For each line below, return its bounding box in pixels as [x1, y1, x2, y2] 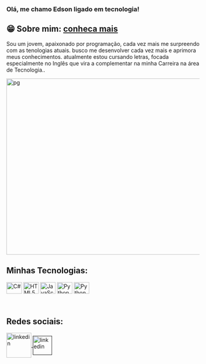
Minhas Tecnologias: [6, 265, 88, 276]
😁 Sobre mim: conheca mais [6, 24, 118, 34]
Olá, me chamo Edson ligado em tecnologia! [6, 5, 140, 13]
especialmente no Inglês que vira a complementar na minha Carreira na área [6, 59, 199, 67]
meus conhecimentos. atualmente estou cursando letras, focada [6, 53, 169, 60]
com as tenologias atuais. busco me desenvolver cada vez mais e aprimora [6, 47, 196, 54]
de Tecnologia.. [6, 66, 46, 74]
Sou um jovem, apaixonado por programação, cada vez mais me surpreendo [6, 40, 200, 47]
